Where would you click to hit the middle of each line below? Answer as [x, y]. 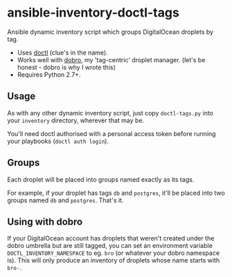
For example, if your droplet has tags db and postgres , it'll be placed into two [116, 193]
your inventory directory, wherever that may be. [76, 120]
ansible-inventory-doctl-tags [93, 13]
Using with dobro [45, 221]
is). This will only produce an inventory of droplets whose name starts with [114, 260]
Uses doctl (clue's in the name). [63, 52]
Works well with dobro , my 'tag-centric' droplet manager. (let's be [111, 59]
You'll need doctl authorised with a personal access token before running [111, 133]
